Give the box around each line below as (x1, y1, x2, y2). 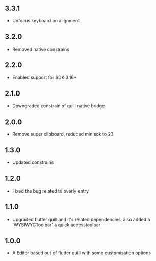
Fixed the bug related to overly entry (12, 187, 89, 194)
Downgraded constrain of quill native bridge (12, 103, 105, 109)
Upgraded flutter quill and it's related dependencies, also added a (12, 216, 150, 222)
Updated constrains (12, 159, 54, 165)
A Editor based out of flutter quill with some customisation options (12, 250, 151, 256)
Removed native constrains (12, 46, 70, 52)
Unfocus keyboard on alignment (12, 17, 80, 23)
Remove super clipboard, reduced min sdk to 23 (12, 131, 114, 137)
